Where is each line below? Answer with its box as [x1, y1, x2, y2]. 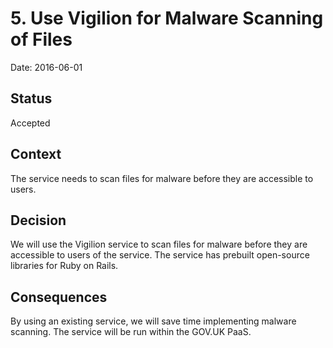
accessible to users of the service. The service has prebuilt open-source [10, 249, 310, 261]
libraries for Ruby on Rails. [10, 260, 119, 272]
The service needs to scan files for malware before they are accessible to [10, 172, 314, 184]
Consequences [10, 288, 108, 306]
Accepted [10, 117, 51, 129]
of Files [10, 28, 73, 51]
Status [10, 90, 53, 107]
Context [10, 146, 62, 163]
